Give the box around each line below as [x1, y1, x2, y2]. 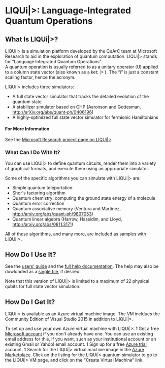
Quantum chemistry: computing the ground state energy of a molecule [12, 195, 156, 201]
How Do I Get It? [5, 297, 55, 306]
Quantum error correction [12, 200, 65, 206]
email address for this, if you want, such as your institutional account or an [5, 336, 157, 342]
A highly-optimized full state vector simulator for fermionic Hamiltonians [12, 114, 159, 120]
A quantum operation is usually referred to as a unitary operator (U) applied [5, 64, 158, 70]
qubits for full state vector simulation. [5, 284, 81, 290]
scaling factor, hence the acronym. [5, 74, 76, 80]
